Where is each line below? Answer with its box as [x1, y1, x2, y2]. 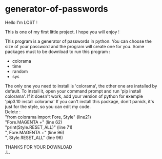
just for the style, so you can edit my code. [5, 104, 91, 109]
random [12, 68, 28, 74]
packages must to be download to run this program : [5, 49, 111, 54]
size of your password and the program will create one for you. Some [5, 43, 144, 49]
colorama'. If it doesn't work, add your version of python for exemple [5, 93, 143, 99]
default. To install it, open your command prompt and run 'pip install [5, 88, 142, 94]
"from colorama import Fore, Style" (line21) [5, 114, 91, 120]
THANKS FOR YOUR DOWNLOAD [5, 144, 72, 150]
